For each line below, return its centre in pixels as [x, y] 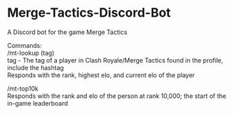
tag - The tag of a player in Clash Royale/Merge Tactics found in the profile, [115, 60]
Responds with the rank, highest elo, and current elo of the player [101, 75]
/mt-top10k [23, 88]
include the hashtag [35, 67]
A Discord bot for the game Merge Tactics [67, 32]
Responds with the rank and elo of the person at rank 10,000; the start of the [117, 96]
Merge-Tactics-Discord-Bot [89, 13]
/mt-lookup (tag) [31, 53]
